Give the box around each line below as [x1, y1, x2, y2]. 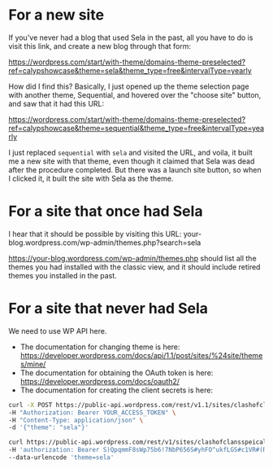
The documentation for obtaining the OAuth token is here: [19, 368, 214, 378]
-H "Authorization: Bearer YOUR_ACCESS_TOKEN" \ [8, 409, 176, 417]
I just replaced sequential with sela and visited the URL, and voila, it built [8, 147, 253, 157]
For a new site [8, 6, 104, 24]
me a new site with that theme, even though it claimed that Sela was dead [8, 156, 255, 166]
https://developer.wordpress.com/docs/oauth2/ [19, 376, 180, 386]
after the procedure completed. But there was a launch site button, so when [8, 164, 262, 174]
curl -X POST [8, 400, 53, 409]
